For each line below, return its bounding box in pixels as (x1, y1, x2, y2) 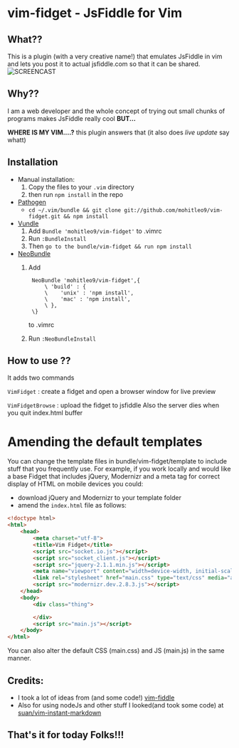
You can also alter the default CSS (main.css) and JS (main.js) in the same (7, 646, 225, 655)
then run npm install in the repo (28, 190, 124, 198)
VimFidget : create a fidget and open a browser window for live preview (7, 388, 216, 396)
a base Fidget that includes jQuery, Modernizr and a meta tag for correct (7, 472, 221, 481)
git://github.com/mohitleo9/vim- (124, 206, 223, 214)
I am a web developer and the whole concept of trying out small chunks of (7, 107, 225, 115)
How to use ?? (7, 355, 71, 367)
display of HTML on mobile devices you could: (7, 480, 144, 488)
